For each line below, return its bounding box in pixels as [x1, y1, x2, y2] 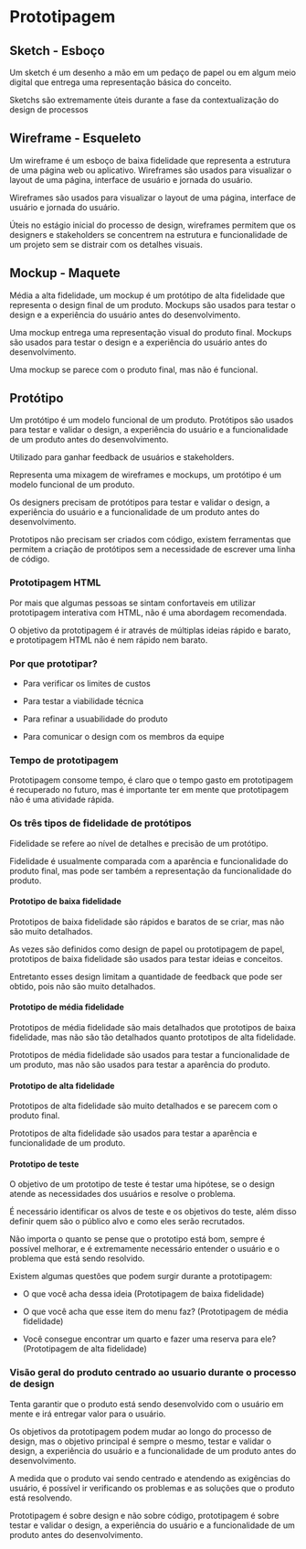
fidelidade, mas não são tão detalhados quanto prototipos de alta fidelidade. [9, 1031, 297, 1043]
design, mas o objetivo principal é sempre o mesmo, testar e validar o [9, 1436, 272, 1447]
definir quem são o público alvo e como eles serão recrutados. [9, 1216, 245, 1227]
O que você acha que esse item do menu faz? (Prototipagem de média [22, 1306, 289, 1318]
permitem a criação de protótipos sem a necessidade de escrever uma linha [9, 544, 296, 555]
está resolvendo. [9, 1492, 73, 1503]
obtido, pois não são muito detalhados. [9, 980, 156, 991]
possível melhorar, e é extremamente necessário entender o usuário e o [9, 1244, 280, 1255]
